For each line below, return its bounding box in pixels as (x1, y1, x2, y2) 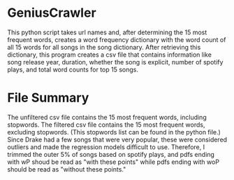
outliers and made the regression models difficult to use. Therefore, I (7, 142, 205, 151)
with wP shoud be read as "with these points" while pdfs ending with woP (7, 158, 220, 166)
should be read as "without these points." (7, 165, 126, 173)
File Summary (7, 90, 89, 106)
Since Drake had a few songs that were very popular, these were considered (7, 135, 228, 144)
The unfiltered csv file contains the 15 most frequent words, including (7, 113, 207, 121)
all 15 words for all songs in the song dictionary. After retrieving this (7, 43, 201, 51)
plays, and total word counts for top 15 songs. (7, 65, 138, 74)
